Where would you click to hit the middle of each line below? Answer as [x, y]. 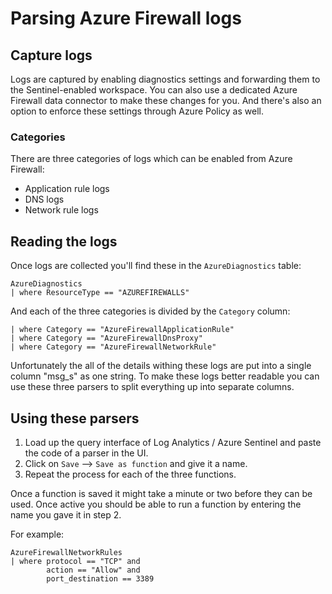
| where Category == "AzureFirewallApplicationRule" [122, 330]
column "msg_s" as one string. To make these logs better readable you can [165, 376]
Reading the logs [64, 241]
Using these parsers [75, 418]
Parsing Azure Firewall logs [126, 18]
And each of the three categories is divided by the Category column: [150, 311]
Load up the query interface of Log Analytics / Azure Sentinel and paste [173, 442]
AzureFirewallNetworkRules [66, 552]
